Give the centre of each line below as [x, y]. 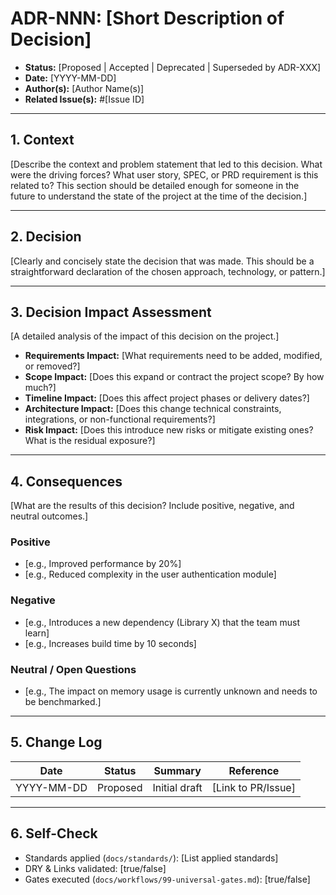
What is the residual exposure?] [90, 441]
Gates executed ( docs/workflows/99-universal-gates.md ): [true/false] [167, 879]
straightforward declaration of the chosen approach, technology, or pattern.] [168, 271]
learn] [37, 633]
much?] [40, 388]
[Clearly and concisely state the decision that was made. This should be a [162, 261]
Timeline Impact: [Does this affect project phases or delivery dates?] [167, 398]
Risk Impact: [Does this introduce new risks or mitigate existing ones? [169, 430]
